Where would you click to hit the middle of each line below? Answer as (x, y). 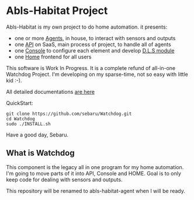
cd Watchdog (20, 119)
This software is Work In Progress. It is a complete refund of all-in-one (91, 68)
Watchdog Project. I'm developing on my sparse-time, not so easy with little (97, 74)
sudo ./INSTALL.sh (28, 124)
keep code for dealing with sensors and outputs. (64, 180)
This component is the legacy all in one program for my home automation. (95, 167)
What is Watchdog (40, 153)
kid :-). (14, 80)
